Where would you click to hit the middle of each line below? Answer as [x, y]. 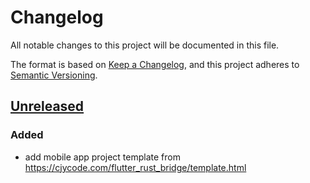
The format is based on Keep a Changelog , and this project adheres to [155, 64]
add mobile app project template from [102, 157]
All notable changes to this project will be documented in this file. [145, 45]
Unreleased [47, 106]
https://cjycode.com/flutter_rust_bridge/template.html [135, 167]
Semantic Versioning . [54, 75]
